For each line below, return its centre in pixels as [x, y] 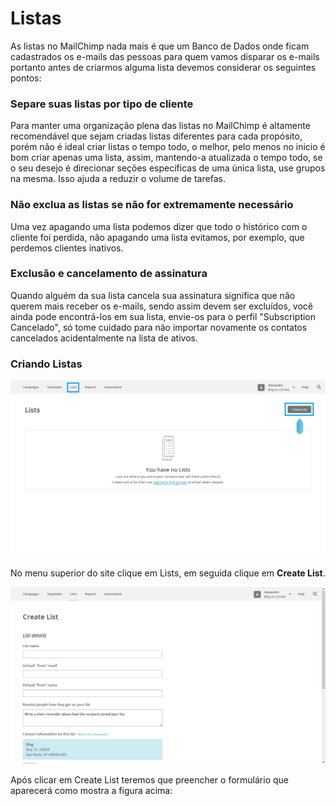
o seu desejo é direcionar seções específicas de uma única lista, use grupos [168, 168]
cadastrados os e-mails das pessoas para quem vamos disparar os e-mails [165, 56]
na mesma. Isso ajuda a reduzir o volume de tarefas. [118, 179]
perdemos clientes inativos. [67, 248]
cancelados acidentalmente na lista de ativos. [104, 338]
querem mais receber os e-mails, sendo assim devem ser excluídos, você [161, 306]
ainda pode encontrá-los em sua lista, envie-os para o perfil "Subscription [163, 316]
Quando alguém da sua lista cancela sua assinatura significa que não [153, 295]
